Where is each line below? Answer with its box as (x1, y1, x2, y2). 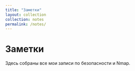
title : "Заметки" (5, 7, 42, 13)
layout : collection (5, 12, 47, 17)
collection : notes (5, 17, 44, 22)
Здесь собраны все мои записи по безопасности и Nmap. (5, 60, 130, 66)
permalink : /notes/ (5, 21, 47, 27)
